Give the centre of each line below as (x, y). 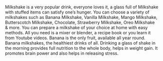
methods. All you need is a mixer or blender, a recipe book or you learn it (78, 33)
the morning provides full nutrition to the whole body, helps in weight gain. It (81, 48)
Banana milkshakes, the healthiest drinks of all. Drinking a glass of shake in (80, 43)
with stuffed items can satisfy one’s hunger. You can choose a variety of (77, 12)
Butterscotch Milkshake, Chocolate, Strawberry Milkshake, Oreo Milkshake (80, 22)
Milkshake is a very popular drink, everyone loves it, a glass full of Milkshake (82, 7)
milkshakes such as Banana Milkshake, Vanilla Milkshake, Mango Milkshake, (81, 17)
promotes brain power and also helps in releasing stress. (62, 53)
